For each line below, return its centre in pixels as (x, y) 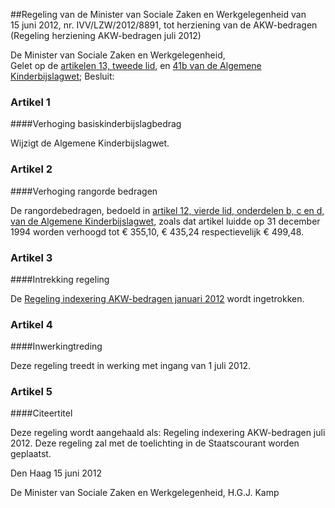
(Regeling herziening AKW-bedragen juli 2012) (106, 35)
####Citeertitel (41, 413)
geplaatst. (31, 454)
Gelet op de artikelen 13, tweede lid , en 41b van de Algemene (136, 65)
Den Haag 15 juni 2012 (56, 473)
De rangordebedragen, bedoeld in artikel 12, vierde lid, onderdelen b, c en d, (167, 210)
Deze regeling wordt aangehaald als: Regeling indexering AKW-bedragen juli (168, 433)
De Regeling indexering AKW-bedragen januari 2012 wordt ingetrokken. (157, 298)
